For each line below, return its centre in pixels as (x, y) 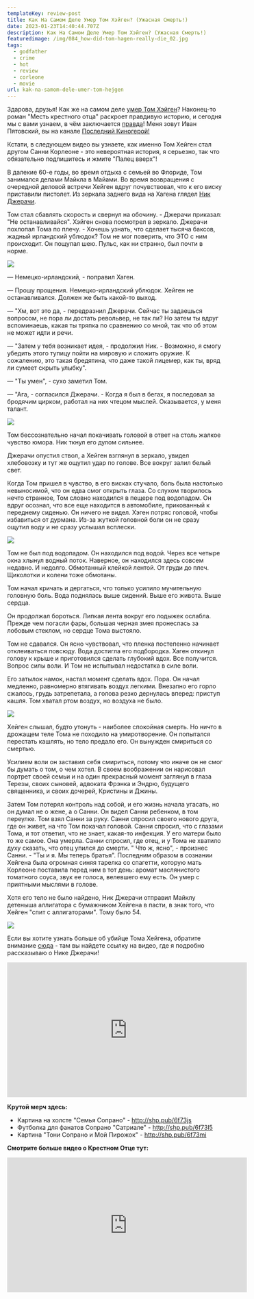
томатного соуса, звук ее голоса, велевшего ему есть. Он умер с (103, 877)
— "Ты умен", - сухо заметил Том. (57, 381)
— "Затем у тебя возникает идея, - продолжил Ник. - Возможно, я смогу (114, 346)
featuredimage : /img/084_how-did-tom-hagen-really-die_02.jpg (98, 39)
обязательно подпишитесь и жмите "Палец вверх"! (82, 159)
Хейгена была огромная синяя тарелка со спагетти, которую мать (104, 863)
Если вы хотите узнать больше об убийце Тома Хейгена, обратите (104, 938)
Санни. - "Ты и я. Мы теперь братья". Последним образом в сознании (110, 855)
